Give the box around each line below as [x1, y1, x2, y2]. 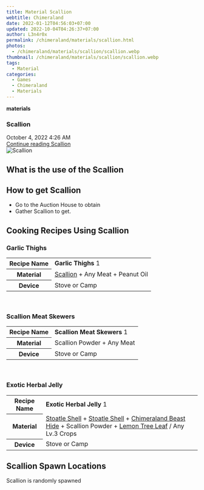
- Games [12, 77, 32, 83]
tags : [6, 60, 20, 66]
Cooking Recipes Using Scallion [6, 225, 129, 236]
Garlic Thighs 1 [54, 259, 100, 268]
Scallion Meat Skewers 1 [54, 327, 128, 336]
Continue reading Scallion [6, 141, 71, 148]
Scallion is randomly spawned [6, 477, 81, 485]
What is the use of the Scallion [6, 164, 124, 175]
